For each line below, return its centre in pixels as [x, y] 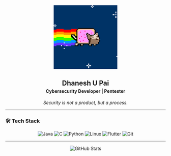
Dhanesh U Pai [85, 83]
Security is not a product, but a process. [85, 102]
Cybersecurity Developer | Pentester [85, 91]
